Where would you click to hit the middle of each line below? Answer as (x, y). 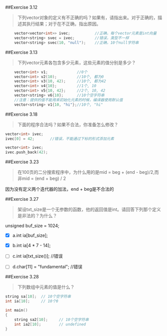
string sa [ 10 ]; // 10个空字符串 (38, 297)
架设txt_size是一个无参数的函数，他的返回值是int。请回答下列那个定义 (89, 209)
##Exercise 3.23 (22, 162)
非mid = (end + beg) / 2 (42, 179)
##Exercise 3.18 (21, 114)
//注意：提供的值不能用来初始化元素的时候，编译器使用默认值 (68, 100)
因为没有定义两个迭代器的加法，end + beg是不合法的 (59, 189)
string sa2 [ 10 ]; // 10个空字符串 (51, 319)
